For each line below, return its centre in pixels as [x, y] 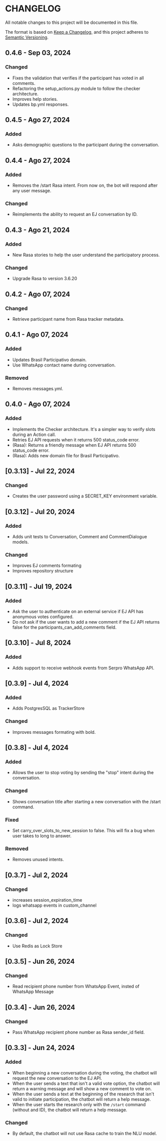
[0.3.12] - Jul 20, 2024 [40, 512]
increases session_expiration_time [47, 900]
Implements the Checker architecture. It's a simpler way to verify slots [84, 429]
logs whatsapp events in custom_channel [54, 905]
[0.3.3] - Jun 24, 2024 [40, 1048]
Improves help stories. [35, 99]
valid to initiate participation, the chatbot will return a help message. [82, 1099]
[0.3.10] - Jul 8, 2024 [38, 643]
